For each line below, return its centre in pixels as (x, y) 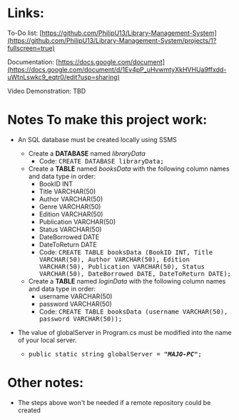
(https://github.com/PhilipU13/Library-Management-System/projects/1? (112, 40)
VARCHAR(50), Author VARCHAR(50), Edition (115, 259)
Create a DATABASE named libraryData (87, 153)
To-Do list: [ (25, 33)
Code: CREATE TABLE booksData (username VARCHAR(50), (133, 311)
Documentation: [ (33, 61)
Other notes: (46, 383)
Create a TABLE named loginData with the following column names (127, 281)
